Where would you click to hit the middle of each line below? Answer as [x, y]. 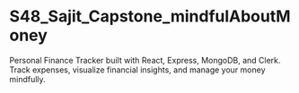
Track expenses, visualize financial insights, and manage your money [138, 70]
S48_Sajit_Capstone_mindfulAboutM [150, 17]
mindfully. [28, 79]
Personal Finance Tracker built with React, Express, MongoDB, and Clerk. [145, 60]
